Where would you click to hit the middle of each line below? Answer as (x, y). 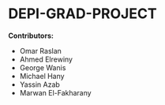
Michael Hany (42, 76)
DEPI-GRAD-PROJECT (82, 14)
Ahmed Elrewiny (46, 59)
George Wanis (43, 67)
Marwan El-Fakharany (56, 92)
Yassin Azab (40, 84)
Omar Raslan (40, 51)
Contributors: (31, 36)
